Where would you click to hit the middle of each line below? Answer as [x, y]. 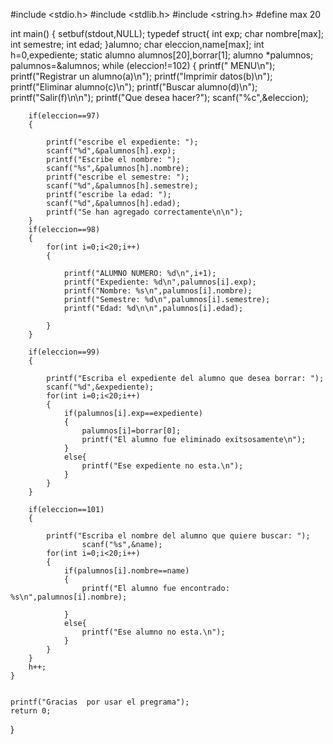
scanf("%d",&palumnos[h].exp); [111, 151]
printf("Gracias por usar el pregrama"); [100, 702]
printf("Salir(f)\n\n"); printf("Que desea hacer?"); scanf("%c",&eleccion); [159, 97]
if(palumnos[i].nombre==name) [126, 571]
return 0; [31, 711]
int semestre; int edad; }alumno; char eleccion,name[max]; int [137, 44]
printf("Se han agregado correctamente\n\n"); [145, 212]
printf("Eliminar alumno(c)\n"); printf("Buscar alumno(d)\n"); [134, 87]
